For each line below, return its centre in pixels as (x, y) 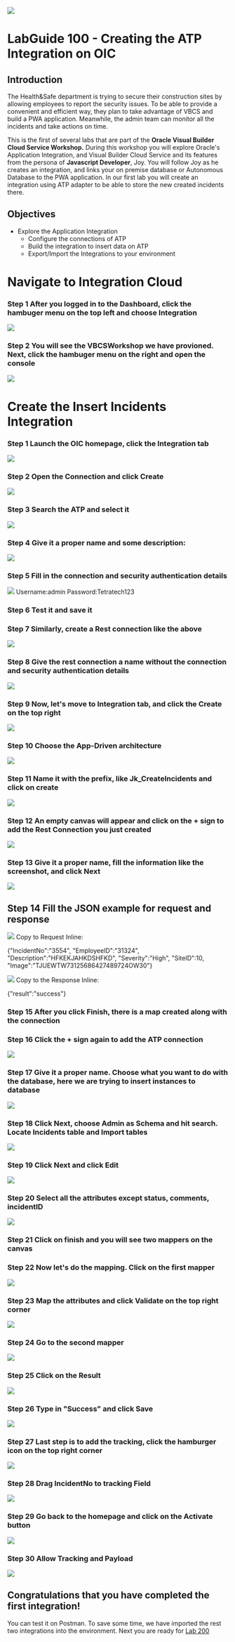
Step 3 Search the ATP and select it (68, 509)
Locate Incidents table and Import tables (78, 1132)
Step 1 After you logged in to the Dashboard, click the (99, 304)
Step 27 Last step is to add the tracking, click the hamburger (112, 1442)
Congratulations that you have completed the (108, 1595)
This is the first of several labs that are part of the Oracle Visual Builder (111, 140)
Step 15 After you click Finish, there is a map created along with (117, 1012)
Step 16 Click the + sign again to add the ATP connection (105, 1039)
